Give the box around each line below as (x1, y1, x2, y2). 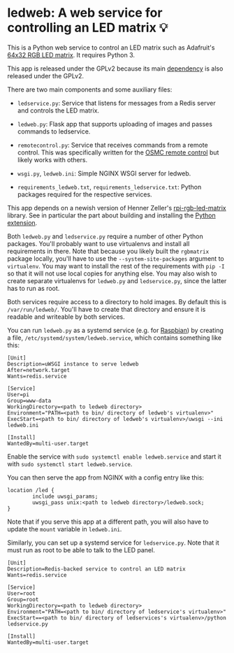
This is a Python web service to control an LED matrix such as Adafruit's (7, 43, 215, 52)
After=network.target (7, 366, 71, 373)
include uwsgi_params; (32, 493, 98, 500)
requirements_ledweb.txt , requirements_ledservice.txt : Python (17, 182, 202, 191)
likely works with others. (17, 155, 88, 164)
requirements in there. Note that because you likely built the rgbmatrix (7, 247, 210, 255)
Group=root (7, 596, 39, 603)
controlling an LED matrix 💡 (7, 20, 168, 36)
